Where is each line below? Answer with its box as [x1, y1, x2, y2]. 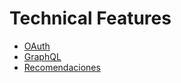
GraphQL [23, 50, 62, 62]
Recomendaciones [23, 61, 101, 73]
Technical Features [9, 7, 172, 30]
